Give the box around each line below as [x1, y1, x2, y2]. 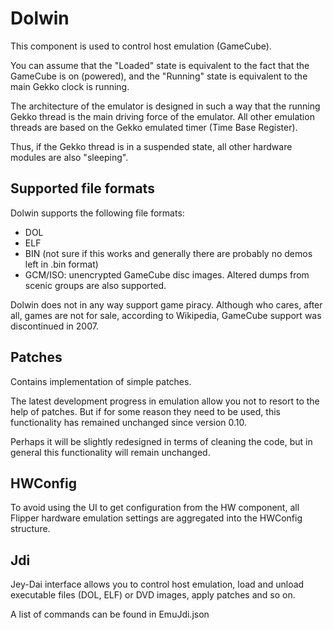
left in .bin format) [24, 258, 99, 270]
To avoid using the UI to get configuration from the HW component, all [10, 502, 300, 514]
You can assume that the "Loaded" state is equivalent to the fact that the [10, 59, 310, 71]
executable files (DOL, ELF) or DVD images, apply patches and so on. [10, 589, 296, 601]
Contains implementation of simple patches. [10, 375, 192, 387]
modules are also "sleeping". [10, 151, 129, 163]
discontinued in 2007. [10, 320, 99, 332]
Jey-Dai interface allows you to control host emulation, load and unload [10, 578, 305, 591]
